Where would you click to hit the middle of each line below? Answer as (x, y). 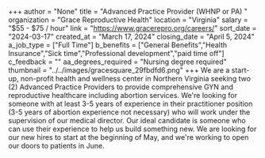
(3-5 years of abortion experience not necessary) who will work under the (129, 112)
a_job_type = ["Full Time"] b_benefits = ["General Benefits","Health (118, 45)
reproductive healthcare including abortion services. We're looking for (123, 95)
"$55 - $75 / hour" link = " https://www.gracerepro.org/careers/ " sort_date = (132, 28)
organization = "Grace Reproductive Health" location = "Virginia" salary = (128, 20)
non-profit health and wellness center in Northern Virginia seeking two (136, 79)
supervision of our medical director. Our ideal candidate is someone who (127, 120)
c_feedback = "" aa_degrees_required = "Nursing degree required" (118, 62)
